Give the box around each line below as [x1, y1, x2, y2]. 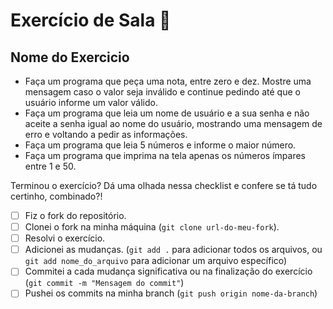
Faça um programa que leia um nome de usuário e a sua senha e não [24, 107, 310, 119]
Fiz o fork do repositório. [24, 210, 127, 221]
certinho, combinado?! [10, 190, 103, 202]
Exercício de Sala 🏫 [10, 9, 172, 32]
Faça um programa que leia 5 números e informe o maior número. [24, 139, 297, 151]
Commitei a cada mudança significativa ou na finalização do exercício [24, 265, 313, 278]
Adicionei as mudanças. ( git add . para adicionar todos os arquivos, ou [24, 244, 323, 256]
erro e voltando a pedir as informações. [24, 129, 188, 140]
